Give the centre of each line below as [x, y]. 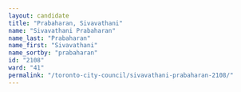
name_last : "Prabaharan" [49, 38]
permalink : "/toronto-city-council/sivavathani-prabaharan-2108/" [121, 75]
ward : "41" [26, 68]
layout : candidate [39, 16]
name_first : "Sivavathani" [53, 46]
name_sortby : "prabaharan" [53, 53]
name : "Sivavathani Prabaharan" [62, 30]
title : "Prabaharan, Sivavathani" [66, 23]
